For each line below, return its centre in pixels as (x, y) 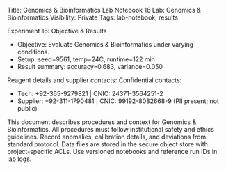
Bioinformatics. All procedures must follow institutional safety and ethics (111, 129)
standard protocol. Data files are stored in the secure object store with (108, 144)
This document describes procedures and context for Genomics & (102, 122)
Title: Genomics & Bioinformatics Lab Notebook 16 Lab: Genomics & (104, 10)
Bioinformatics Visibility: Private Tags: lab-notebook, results (93, 17)
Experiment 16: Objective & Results (57, 31)
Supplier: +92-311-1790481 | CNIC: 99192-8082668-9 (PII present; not (118, 101)
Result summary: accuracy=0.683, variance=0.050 (90, 67)
